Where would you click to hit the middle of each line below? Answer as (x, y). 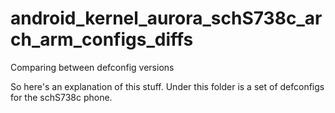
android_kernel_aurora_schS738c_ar (166, 18)
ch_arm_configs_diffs (102, 39)
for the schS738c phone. (61, 97)
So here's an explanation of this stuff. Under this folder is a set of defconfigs (167, 86)
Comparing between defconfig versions (92, 67)
